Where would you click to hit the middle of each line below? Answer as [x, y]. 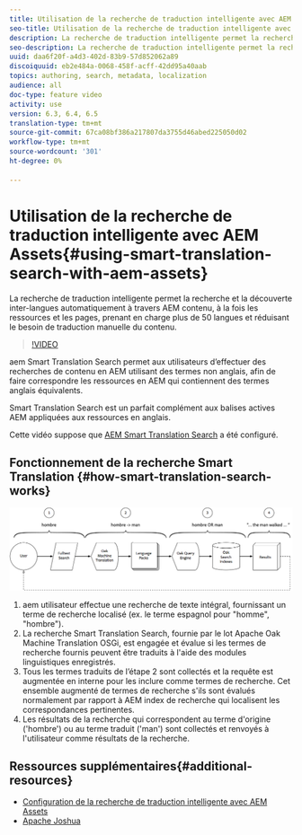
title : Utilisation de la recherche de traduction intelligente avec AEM [151, 19]
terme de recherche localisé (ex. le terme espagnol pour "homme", [146, 614]
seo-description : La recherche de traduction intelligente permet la [142, 48]
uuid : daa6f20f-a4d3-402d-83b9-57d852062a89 [94, 57]
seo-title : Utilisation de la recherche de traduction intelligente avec [151, 28]
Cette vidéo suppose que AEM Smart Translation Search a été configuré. [144, 435]
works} [30, 491]
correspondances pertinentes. [78, 709]
